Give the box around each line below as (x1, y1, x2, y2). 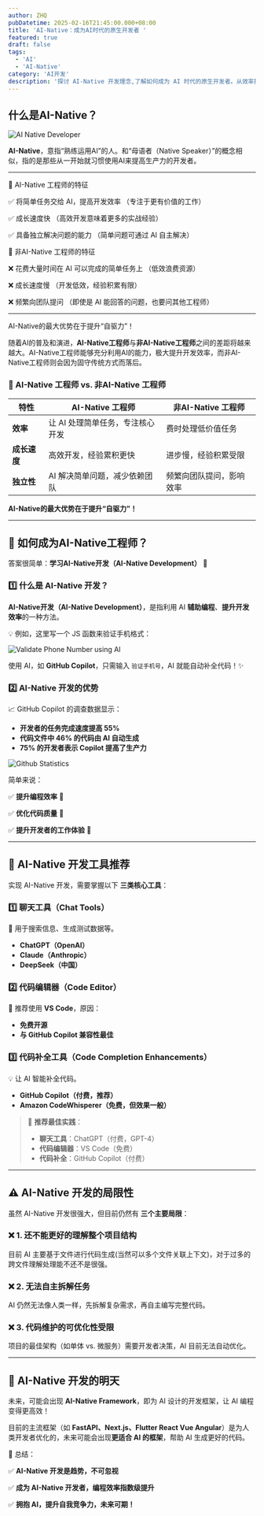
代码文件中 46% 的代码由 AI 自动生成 (19, 733, 140, 743)
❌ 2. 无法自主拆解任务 (8, 1281, 90, 1292)
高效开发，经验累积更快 (48, 450, 136, 461)
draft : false (8, 41, 51, 49)
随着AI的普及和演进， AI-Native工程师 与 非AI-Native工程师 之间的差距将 (8, 338, 237, 347)
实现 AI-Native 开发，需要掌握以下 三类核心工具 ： (8, 880, 169, 890)
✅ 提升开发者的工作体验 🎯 (8, 825, 92, 835)
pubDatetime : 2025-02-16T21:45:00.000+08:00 (8, 19, 156, 27)
